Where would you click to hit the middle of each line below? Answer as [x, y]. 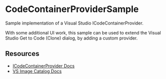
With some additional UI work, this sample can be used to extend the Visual [83, 32]
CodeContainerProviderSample [72, 9]
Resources [22, 54]
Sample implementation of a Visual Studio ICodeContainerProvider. [74, 23]
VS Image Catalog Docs [37, 71]
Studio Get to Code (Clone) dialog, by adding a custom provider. [71, 38]
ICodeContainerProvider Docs [43, 65]
